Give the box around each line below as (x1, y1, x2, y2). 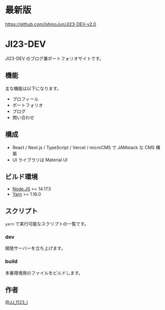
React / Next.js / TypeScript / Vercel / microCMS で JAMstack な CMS (12, 144, 155, 150)
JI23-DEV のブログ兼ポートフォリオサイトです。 (5, 55, 104, 61)
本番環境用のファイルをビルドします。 (5, 270, 83, 276)
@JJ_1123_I (5, 299, 28, 305)
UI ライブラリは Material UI (12, 157, 68, 163)
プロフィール (12, 96, 39, 102)
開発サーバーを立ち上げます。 (5, 245, 66, 251)
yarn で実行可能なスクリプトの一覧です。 (5, 221, 89, 227)
